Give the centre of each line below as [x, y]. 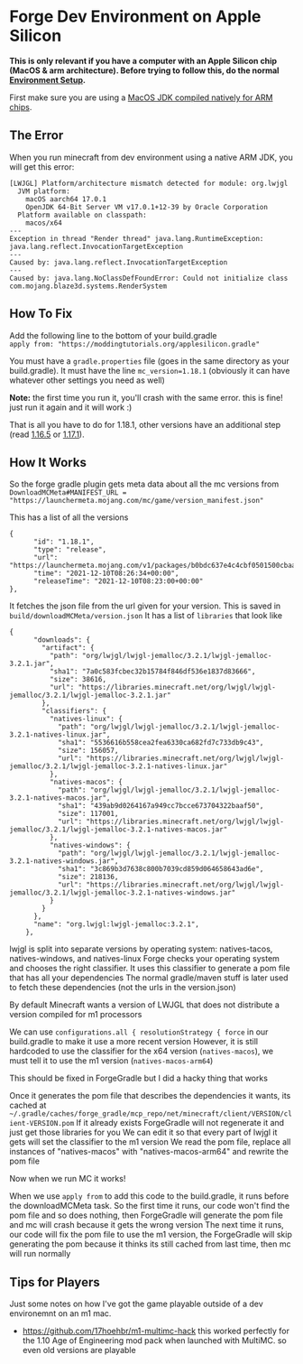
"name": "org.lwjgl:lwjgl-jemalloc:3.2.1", [116, 924]
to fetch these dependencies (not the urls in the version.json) [123, 988]
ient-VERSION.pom [42, 1124]
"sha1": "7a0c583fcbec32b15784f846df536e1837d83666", [152, 672]
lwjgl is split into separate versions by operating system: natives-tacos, [141, 949]
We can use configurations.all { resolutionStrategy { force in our [139, 1032]
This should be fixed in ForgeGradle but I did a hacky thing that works [139, 1078]
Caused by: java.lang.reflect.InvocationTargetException [119, 262]
